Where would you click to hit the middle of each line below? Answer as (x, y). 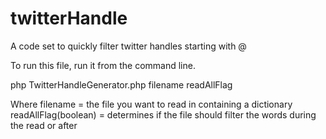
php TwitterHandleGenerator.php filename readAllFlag (121, 84)
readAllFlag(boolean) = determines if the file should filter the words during (163, 114)
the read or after (44, 125)
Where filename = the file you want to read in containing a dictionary (151, 104)
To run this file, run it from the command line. (103, 65)
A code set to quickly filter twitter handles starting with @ (128, 46)
